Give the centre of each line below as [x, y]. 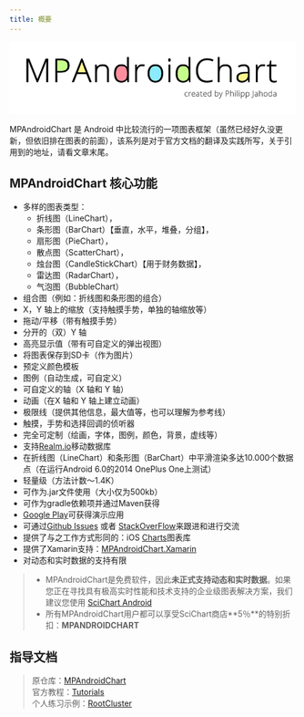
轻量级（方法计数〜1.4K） [71, 481]
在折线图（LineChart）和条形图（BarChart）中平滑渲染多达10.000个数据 [158, 458]
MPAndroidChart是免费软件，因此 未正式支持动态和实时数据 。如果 [168, 580]
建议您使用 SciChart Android [99, 603]
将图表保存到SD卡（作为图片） [80, 355]
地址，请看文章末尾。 [73, 151]
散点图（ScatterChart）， [82, 253]
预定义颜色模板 [51, 367]
